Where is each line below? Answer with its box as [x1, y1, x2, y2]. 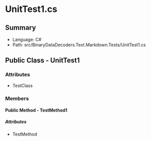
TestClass [12, 82, 33, 88]
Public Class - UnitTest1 [5, 56, 80, 65]
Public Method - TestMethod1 [5, 107, 68, 113]
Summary [5, 23, 36, 32]
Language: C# [12, 36, 42, 42]
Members [5, 95, 29, 102]
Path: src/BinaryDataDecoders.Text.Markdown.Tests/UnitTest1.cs [12, 42, 146, 48]
